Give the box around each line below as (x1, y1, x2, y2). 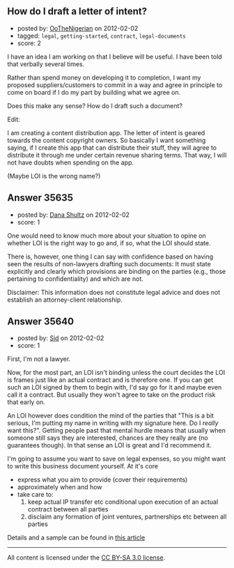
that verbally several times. (7, 59, 85, 68)
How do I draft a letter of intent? (7, 6, 148, 17)
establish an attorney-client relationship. (7, 295, 123, 304)
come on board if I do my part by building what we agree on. (7, 88, 181, 96)
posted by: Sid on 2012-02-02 (17, 334, 104, 342)
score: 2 (17, 38, 42, 47)
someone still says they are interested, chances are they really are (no (7, 433, 208, 442)
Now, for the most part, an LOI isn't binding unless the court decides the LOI (7, 369, 225, 377)
